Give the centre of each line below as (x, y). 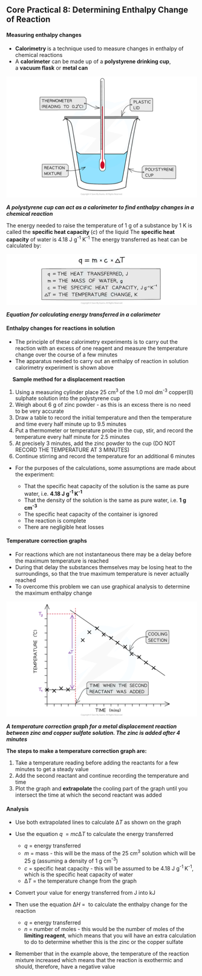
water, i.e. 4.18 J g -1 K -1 (53, 493)
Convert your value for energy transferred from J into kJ (85, 893)
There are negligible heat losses (64, 527)
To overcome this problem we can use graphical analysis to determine (103, 586)
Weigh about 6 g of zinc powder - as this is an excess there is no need (103, 405)
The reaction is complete (55, 520)
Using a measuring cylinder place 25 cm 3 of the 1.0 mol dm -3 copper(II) (104, 392)
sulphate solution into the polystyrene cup (67, 398)
